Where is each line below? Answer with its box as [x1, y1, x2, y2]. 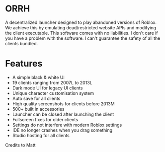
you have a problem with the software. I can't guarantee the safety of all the [5, 35, 161, 41]
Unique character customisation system [12, 90, 94, 96]
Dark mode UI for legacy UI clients [12, 85, 83, 91]
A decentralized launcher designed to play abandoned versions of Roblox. [5, 19, 157, 25]
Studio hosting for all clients [12, 132, 70, 138]
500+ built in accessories [12, 106, 65, 112]
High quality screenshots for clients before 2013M [12, 100, 115, 107]
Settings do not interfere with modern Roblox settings [12, 122, 122, 128]
